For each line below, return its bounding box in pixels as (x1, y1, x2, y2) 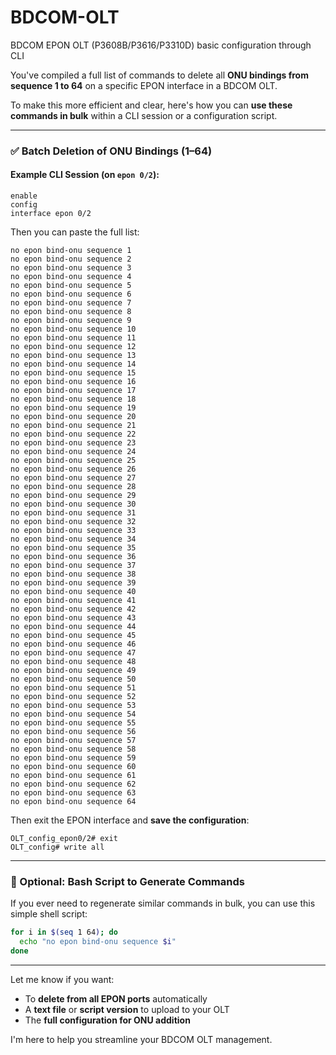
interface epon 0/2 (10, 209, 92, 219)
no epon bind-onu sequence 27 (10, 473, 137, 483)
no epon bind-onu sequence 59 (10, 753, 137, 763)
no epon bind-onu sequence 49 (10, 666, 137, 676)
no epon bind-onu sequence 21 (10, 421, 137, 431)
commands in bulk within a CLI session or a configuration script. (10, 109, 278, 121)
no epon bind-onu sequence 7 (10, 298, 132, 308)
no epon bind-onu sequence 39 (10, 578, 137, 588)
